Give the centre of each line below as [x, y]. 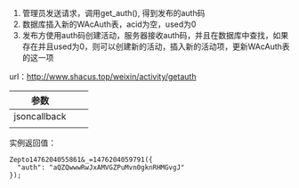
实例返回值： [32, 143]
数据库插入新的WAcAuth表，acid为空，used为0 [109, 24]
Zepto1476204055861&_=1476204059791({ [81, 159]
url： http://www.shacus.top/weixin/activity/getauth [103, 77]
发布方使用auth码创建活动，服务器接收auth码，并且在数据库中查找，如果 [155, 35]
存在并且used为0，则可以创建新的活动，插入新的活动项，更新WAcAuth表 [156, 46]
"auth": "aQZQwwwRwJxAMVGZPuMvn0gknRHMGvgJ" [101, 168]
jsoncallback [40, 116]
